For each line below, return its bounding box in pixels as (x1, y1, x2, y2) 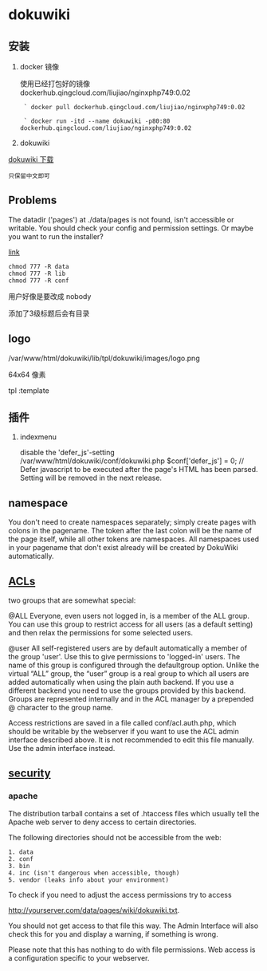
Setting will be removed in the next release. (19, 473, 162, 483)
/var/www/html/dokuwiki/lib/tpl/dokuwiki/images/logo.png (8, 353, 201, 363)
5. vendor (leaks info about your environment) (8, 875, 170, 884)
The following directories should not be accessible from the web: (8, 832, 222, 842)
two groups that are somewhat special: (8, 596, 136, 605)
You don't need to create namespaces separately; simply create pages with (8, 517, 257, 527)
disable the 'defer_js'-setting (19, 448, 116, 458)
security (8, 767, 51, 780)
